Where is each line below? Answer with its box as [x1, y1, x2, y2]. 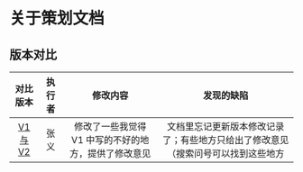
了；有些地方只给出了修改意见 [161, 134, 289, 146]
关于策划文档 [9, 8, 106, 29]
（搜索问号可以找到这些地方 [166, 148, 285, 159]
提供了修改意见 [87, 148, 151, 159]
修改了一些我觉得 [73, 121, 147, 132]
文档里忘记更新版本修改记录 [166, 121, 285, 132]
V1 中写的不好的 [70, 134, 141, 146]
